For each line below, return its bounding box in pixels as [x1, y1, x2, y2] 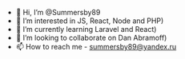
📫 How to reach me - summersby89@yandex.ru [15, 42, 177, 51]
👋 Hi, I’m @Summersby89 [15, 8, 101, 17]
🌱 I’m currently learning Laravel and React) [15, 25, 157, 33]
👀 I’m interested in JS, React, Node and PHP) [15, 16, 164, 26]
